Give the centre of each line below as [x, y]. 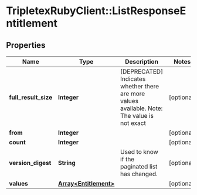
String [67, 163]
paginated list [139, 166]
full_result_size [31, 97]
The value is [137, 116]
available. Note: [141, 108]
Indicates [133, 79]
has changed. [139, 174]
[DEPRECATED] [141, 72]
